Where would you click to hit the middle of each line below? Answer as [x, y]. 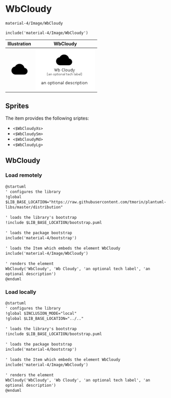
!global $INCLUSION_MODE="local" [41, 313]
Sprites [17, 106]
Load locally [21, 292]
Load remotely [24, 175]
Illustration [20, 44]
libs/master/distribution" [34, 207]
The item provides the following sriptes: [47, 118]
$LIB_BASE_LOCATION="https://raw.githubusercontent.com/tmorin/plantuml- [86, 202]
